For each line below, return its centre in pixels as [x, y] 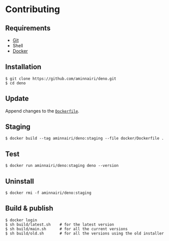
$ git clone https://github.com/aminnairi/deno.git [61, 79]
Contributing [33, 9]
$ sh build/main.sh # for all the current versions [67, 229]
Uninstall [20, 181]
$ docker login [21, 220]
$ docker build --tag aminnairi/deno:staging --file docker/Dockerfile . [85, 139]
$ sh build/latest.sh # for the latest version [60, 224]
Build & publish [29, 208]
